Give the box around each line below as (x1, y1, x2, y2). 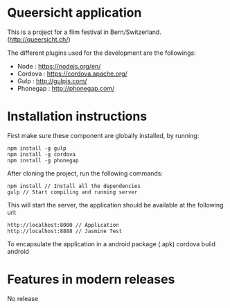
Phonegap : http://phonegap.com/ (17, 84, 115, 92)
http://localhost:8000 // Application (7, 221, 119, 228)
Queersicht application (7, 5, 142, 21)
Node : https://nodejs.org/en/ (17, 62, 101, 70)
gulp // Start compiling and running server (7, 189, 138, 196)
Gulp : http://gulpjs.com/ (17, 76, 87, 85)
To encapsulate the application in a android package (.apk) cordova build (7, 239, 216, 248)
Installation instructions (7, 109, 148, 124)
